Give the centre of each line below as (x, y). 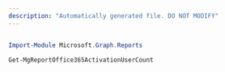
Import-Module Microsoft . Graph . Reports (76, 45)
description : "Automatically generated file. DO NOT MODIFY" (114, 16)
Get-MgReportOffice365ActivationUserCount (81, 60)
